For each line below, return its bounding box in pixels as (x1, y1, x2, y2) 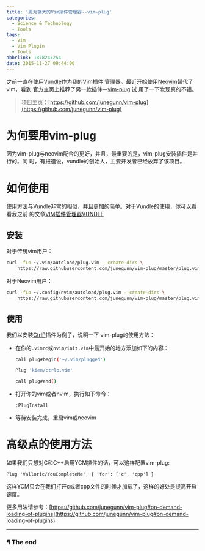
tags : (6, 32, 20, 38)
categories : (6, 15, 37, 21)
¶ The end (6, 538, 37, 546)
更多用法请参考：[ (6, 503, 52, 511)
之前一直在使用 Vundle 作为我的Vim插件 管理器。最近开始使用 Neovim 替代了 (6, 78, 193, 85)
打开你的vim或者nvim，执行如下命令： (15, 390, 112, 398)
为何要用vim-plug (6, 129, 96, 143)
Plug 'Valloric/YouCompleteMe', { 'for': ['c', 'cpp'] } (6, 471, 154, 478)
